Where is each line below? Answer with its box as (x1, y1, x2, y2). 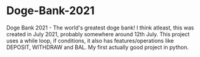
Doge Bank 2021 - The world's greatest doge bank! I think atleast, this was (6, 24, 194, 31)
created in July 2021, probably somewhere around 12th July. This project (6, 30, 190, 37)
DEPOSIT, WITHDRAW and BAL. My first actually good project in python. (6, 44, 189, 51)
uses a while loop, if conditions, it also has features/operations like (6, 37, 174, 44)
